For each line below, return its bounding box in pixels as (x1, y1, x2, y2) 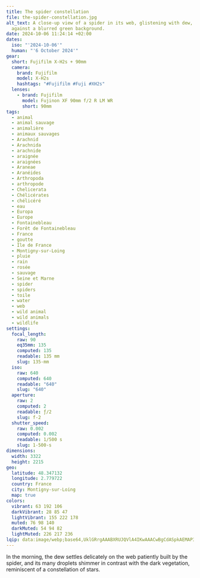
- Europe (11, 215, 33, 221)
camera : (11, 64, 31, 71)
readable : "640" (17, 381, 58, 387)
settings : (6, 325, 31, 332)
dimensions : (6, 448, 36, 454)
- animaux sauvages (11, 131, 60, 137)
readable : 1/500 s (17, 437, 62, 443)
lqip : (6, 537, 20, 543)
